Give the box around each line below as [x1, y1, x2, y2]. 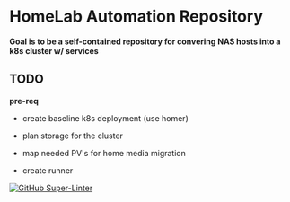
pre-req [9, 95, 39, 106]
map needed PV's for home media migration [22, 147, 187, 158]
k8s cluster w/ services [9, 45, 99, 56]
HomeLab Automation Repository [9, 6, 263, 27]
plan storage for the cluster [22, 130, 124, 141]
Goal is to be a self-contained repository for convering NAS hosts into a [9, 36, 281, 47]
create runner [22, 164, 74, 176]
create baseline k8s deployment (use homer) [22, 112, 189, 123]
